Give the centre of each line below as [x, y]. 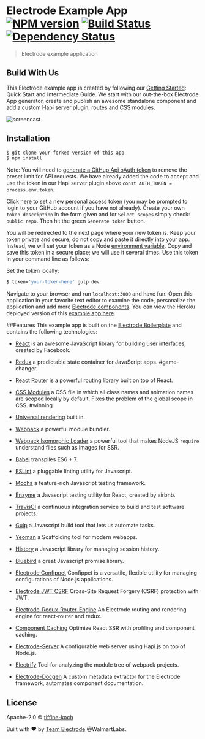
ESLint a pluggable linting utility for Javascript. [74, 471]
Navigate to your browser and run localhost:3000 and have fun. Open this [99, 294]
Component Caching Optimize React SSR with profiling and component [105, 628]
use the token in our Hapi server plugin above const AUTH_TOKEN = [89, 183]
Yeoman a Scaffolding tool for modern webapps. [76, 537]
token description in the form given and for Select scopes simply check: [99, 215]
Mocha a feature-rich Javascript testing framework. [80, 483]
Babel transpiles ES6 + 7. [47, 459]
